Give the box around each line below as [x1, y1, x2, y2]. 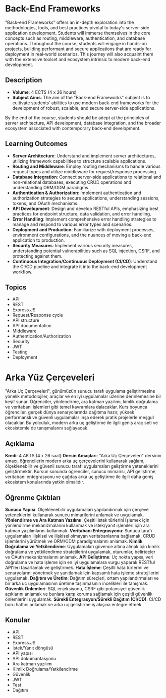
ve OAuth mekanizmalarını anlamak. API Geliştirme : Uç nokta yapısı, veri [5, 554, 154, 560]
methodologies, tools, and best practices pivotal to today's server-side [5, 24, 150, 30]
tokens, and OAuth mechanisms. [12, 200, 79, 206]
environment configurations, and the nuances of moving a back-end [12, 232, 152, 238]
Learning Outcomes [5, 140, 68, 148]
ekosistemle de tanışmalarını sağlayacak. [5, 425, 89, 431]
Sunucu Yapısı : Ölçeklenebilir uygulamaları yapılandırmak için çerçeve [5, 506, 149, 512]
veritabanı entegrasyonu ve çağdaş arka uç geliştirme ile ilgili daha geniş [5, 474, 154, 480]
